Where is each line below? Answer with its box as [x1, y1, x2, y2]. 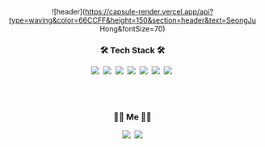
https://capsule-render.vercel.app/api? [84, 7, 213, 16]
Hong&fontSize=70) [99, 24, 166, 33]
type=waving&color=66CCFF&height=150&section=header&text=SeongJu [8, 15, 257, 25]
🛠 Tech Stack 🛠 [99, 44, 166, 56]
